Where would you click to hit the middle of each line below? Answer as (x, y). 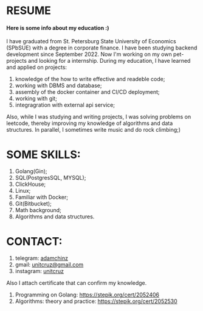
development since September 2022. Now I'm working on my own (89, 54)
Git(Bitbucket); (33, 204)
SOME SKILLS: (43, 155)
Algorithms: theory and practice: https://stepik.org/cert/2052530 (96, 301)
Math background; (38, 210)
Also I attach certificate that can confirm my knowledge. (77, 283)
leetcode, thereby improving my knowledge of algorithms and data (90, 123)
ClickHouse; (30, 184)
